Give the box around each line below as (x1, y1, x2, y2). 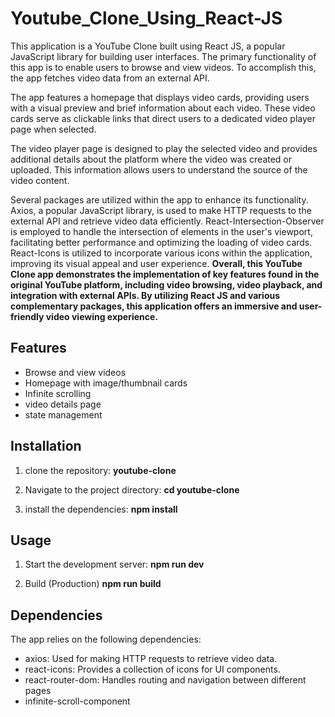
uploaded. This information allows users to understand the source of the (10, 163, 308, 176)
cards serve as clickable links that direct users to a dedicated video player (10, 112, 317, 124)
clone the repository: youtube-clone (24, 464, 177, 476)
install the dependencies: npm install (24, 503, 178, 515)
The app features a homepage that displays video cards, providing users (10, 91, 310, 103)
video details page (24, 398, 102, 410)
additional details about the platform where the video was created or (10, 153, 293, 165)
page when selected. (10, 123, 97, 135)
